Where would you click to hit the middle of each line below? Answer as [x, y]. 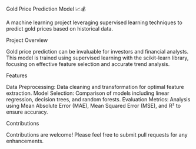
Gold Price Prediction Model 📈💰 [46, 9]
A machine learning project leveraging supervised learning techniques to [94, 22]
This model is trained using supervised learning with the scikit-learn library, [97, 58]
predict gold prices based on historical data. [60, 29]
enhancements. [25, 141]
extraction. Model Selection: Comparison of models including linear [88, 93]
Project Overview [27, 40]
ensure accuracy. [27, 112]
